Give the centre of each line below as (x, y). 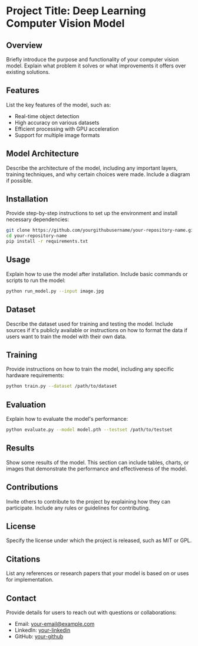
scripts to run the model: (36, 280)
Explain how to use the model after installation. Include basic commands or (97, 274)
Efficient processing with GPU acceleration (67, 129)
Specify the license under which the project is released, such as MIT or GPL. (99, 541)
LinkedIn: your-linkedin (42, 630)
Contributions (32, 487)
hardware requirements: (35, 375)
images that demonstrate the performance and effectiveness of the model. (97, 469)
